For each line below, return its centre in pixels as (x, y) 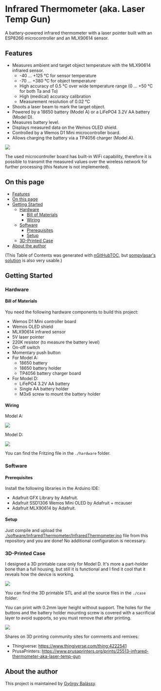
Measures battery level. (36, 122)
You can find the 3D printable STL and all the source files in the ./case (75, 593)
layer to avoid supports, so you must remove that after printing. (68, 618)
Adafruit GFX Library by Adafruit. (45, 498)
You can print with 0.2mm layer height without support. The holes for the (78, 607)
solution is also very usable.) (34, 260)
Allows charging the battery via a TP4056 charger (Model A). (73, 138)
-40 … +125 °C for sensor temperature (58, 75)
